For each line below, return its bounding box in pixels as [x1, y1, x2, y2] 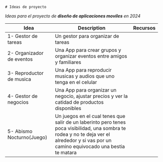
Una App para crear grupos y [55, 47, 121, 53]
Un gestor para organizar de [55, 33, 119, 39]
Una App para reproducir [55, 67, 112, 73]
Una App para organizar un [55, 87, 116, 93]
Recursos [133, 25, 156, 31]
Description [78, 25, 106, 31]
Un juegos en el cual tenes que [55, 113, 125, 119]
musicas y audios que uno [55, 73, 115, 80]
